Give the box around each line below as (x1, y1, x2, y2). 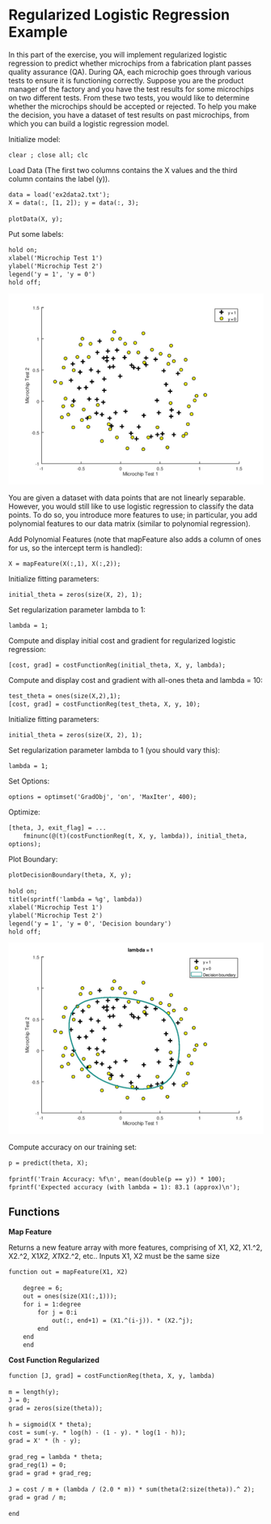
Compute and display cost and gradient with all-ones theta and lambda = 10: (8, 675, 263, 685)
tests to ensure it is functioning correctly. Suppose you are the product (8, 75, 244, 85)
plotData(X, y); (8, 215, 63, 223)
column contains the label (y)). (8, 174, 111, 183)
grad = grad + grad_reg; (8, 1469, 92, 1477)
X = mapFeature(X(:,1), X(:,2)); (8, 560, 121, 568)
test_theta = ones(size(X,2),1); (8, 692, 121, 700)
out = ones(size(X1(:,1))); (23, 1292, 117, 1300)
